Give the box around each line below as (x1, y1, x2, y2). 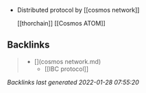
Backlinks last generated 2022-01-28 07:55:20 (7, 78, 139, 86)
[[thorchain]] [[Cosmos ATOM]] (16, 19, 106, 27)
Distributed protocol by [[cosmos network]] (16, 6, 140, 14)
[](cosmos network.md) (34, 57, 101, 65)
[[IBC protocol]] (44, 65, 89, 73)
